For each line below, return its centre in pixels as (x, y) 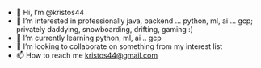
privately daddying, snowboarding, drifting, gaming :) (105, 29)
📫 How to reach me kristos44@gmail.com (87, 55)
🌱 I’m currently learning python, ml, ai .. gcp (88, 38)
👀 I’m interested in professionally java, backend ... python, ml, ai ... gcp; (134, 21)
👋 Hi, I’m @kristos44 (50, 12)
